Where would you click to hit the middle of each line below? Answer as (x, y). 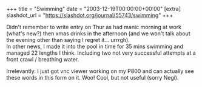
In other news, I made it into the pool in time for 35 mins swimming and (95, 46)
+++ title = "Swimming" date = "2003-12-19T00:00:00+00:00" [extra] (93, 9)
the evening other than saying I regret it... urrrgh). (68, 40)
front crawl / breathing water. (43, 59)
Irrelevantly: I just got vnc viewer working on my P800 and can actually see (100, 71)
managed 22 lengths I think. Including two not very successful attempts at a (101, 53)
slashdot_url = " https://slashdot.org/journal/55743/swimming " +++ (90, 15)
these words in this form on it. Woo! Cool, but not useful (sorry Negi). (93, 78)
